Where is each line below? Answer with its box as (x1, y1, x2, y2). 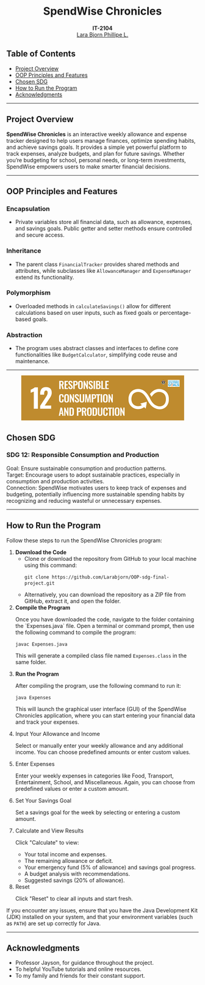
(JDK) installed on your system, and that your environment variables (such (6, 913, 193, 920)
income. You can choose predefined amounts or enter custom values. (15, 748, 191, 756)
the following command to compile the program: (15, 629, 136, 636)
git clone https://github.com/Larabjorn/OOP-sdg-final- (24, 574, 170, 580)
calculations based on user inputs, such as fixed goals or (15, 309, 159, 316)
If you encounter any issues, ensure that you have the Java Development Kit (6, 906, 198, 914)
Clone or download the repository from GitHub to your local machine (24, 555, 197, 562)
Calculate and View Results (15, 827, 84, 834)
